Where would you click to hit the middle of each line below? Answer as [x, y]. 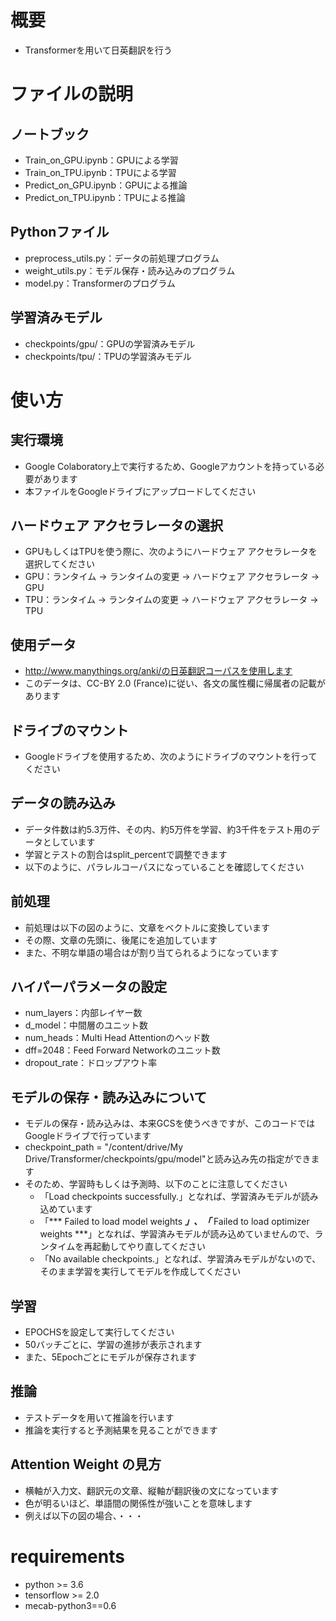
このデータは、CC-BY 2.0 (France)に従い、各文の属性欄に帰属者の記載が [175, 683]
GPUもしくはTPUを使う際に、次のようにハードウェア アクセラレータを [171, 552]
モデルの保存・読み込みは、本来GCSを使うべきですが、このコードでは [170, 1123]
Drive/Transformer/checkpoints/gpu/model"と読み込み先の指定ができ [168, 1159]
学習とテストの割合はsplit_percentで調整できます [126, 854]
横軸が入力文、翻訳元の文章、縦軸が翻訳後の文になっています [152, 1490]
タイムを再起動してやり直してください [127, 1247]
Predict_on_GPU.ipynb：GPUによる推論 [106, 185]
